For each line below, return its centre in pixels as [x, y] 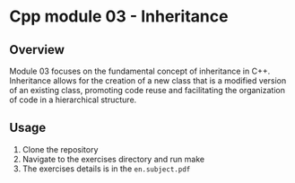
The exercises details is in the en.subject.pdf [106, 169]
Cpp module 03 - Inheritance [119, 17]
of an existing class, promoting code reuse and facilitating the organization [147, 90]
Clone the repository [60, 149]
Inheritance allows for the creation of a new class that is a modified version [148, 81]
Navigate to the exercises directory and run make [113, 159]
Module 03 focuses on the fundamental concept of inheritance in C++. [140, 71]
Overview [37, 50]
